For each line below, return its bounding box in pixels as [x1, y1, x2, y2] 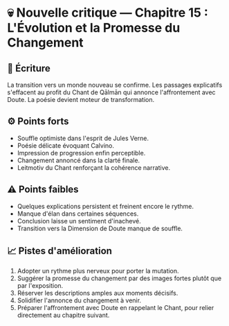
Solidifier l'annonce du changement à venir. [17, 296, 142, 304]
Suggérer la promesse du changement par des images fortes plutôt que [17, 274, 222, 282]
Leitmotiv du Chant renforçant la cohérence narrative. [17, 163, 171, 171]
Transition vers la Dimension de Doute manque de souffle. [17, 224, 183, 232]
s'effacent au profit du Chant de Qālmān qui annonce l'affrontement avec [7, 88, 216, 96]
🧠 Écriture [7, 62, 51, 74]
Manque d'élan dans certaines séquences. [17, 209, 139, 218]
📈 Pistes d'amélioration [7, 245, 113, 257]
